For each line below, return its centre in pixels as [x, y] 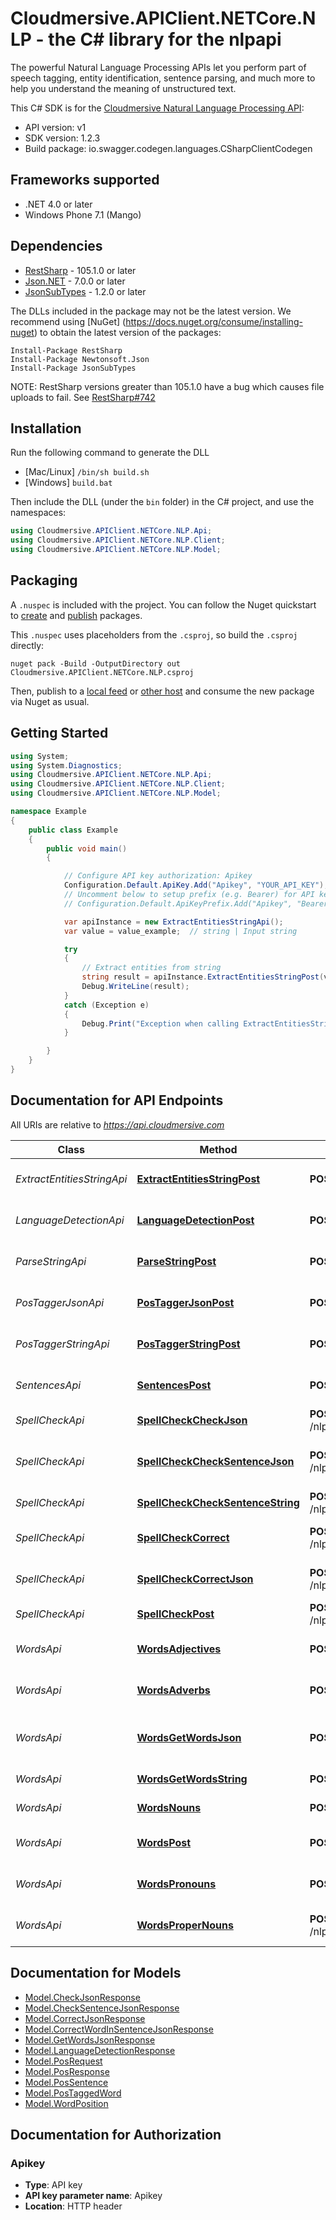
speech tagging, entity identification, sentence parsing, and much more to [163, 78]
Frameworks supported [85, 180]
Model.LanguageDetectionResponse [100, 2050]
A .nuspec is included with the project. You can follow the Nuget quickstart [163, 604]
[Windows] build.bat [68, 483]
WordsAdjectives [179, 1649]
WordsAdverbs [173, 1690]
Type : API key [53, 2185]
